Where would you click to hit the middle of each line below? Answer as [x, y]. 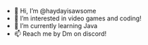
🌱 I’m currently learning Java [56, 26]
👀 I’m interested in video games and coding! [78, 18]
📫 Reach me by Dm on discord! [60, 34]
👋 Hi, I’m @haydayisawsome [55, 11]
